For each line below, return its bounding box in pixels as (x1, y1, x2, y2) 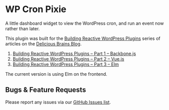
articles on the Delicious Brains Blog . (5, 40, 82, 46)
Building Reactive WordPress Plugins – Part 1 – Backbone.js (12, 50, 136, 57)
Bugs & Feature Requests (5, 86, 86, 94)
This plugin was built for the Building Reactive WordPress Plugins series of (5, 35, 160, 41)
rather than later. (5, 25, 40, 31)
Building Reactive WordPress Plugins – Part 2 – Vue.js (12, 56, 124, 62)
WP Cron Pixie (5, 4, 67, 15)
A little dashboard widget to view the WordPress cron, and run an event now (5, 20, 164, 26)
